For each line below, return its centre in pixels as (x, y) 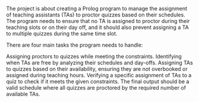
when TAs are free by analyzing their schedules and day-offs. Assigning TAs (99, 62)
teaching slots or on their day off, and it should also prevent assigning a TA (97, 27)
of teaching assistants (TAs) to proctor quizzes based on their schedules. (96, 15)
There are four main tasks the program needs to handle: (75, 45)
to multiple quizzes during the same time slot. (62, 34)
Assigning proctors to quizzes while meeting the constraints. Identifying (94, 56)
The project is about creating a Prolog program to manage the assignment (97, 9)
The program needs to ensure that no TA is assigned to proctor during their (98, 21)
